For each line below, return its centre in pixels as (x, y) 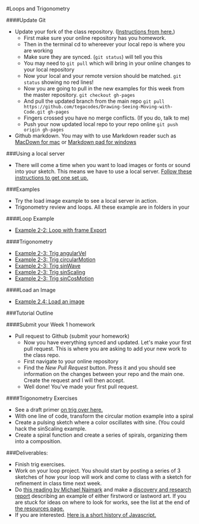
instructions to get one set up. (51, 178)
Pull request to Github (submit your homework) (72, 336)
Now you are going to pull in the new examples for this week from (104, 88)
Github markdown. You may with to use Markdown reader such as (95, 136)
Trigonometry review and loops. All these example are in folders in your (102, 207)
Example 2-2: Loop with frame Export (61, 230)
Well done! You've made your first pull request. (81, 387)
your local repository (49, 70)
